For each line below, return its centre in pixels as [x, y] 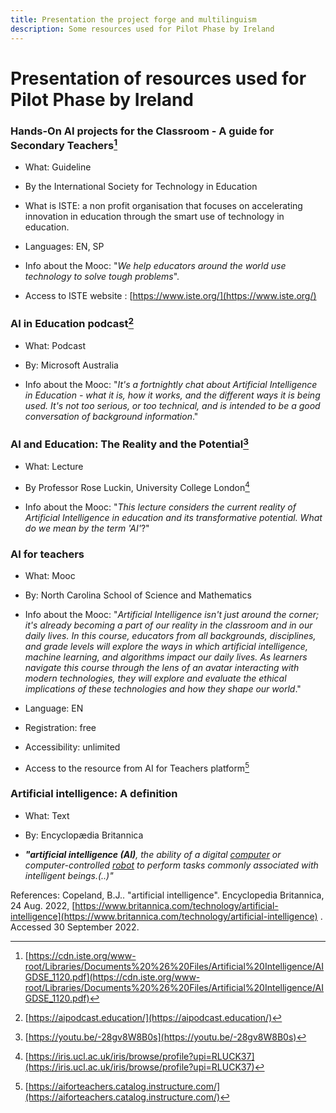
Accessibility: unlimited [72, 747]
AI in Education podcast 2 [72, 323]
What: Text [47, 815]
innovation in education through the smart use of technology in [154, 217]
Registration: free [60, 727]
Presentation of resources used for [158, 78]
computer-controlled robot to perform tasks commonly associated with [171, 865]
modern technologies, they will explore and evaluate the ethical [155, 678]
